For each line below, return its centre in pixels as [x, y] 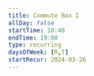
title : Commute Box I [44, 15]
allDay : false [32, 23]
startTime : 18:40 [37, 30]
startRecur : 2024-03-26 [47, 60]
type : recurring [35, 45]
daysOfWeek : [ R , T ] [38, 52]
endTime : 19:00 [33, 38]
